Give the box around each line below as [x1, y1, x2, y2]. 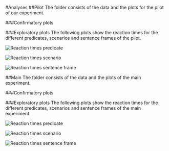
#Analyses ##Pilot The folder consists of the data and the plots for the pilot [5, 5, 164, 10]
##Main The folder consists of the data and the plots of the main [5, 74, 141, 81]
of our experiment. [5, 10, 45, 16]
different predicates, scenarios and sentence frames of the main [5, 105, 141, 111]
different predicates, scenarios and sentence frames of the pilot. [5, 35, 141, 41]
